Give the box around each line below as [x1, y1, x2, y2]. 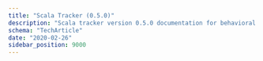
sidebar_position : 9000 [8, 41, 87, 49]
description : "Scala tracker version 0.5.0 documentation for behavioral [8, 19, 257, 27]
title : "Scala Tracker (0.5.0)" [8, 11, 115, 20]
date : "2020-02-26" [8, 33, 73, 42]
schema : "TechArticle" [8, 26, 83, 34]
